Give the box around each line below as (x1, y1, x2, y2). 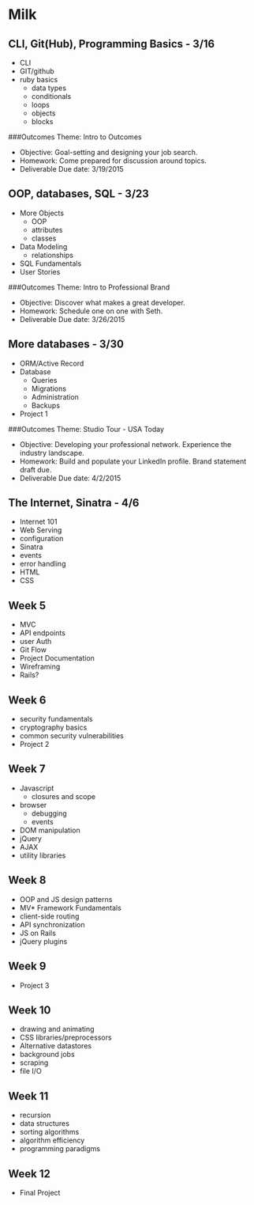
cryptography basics (19, 722, 88, 733)
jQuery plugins (19, 936, 68, 946)
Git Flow (19, 645, 47, 654)
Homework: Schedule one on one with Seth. (19, 306, 163, 316)
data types (31, 83, 67, 93)
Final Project (19, 1188, 61, 1197)
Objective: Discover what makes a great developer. (19, 297, 185, 307)
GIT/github (19, 66, 55, 76)
